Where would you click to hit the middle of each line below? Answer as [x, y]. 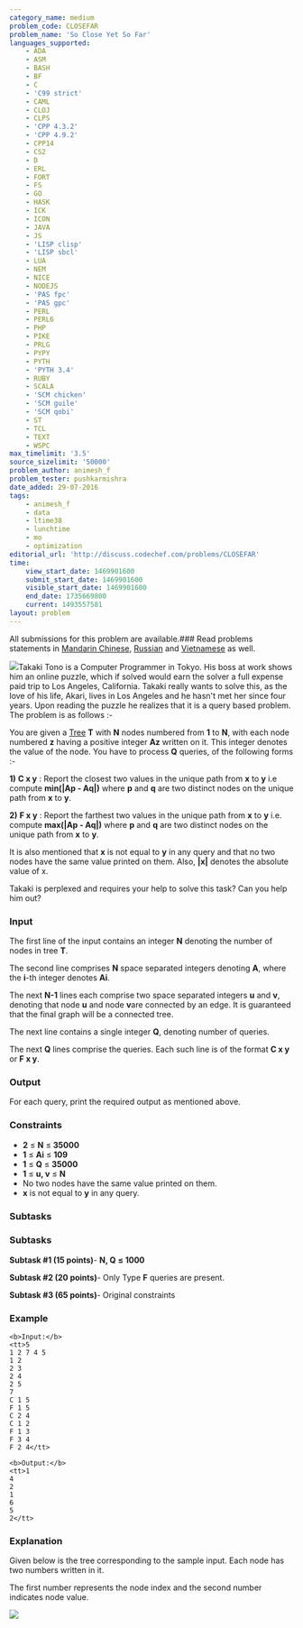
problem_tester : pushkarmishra [68, 479]
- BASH [38, 69]
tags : [19, 496]
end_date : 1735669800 [66, 596]
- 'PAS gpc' [48, 303]
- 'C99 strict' [54, 93]
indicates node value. [49, 1597]
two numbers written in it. [57, 1570]
